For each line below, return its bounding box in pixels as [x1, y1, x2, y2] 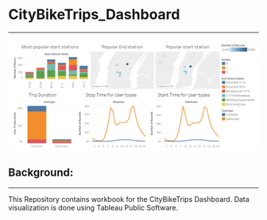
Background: [8, 166, 74, 180]
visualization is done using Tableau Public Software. [8, 203, 179, 212]
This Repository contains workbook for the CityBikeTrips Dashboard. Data [8, 194, 250, 203]
